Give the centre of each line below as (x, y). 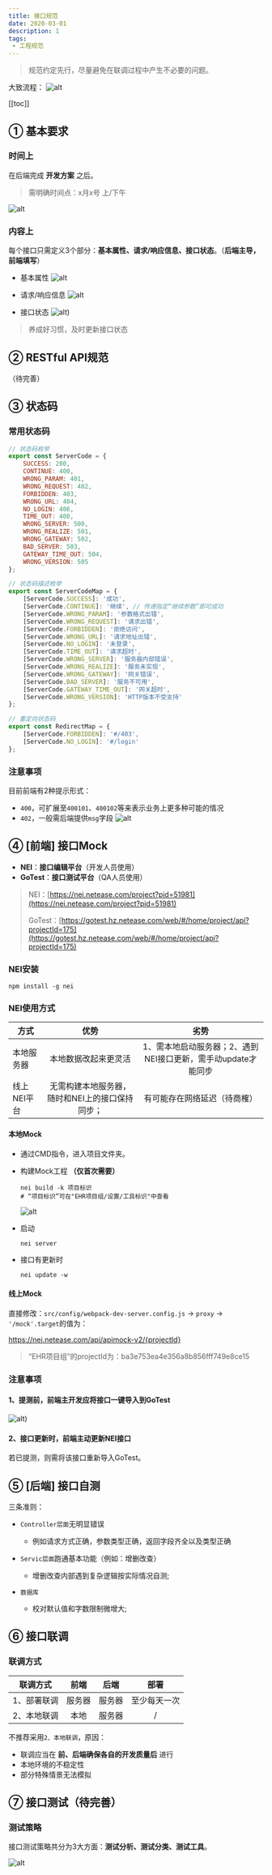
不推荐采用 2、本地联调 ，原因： (57, 1737)
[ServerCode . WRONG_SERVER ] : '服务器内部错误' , (98, 660)
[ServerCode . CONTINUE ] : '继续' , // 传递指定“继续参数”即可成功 (123, 607)
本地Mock (25, 1134)
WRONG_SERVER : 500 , (56, 524)
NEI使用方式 (32, 1008)
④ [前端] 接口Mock (58, 846)
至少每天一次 (155, 1700)
